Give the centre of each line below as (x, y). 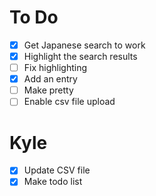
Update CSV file (57, 170)
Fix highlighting (55, 68)
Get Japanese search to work (84, 45)
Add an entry (50, 79)
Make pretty (48, 90)
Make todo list (53, 182)
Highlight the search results (80, 56)
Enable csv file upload (69, 102)
